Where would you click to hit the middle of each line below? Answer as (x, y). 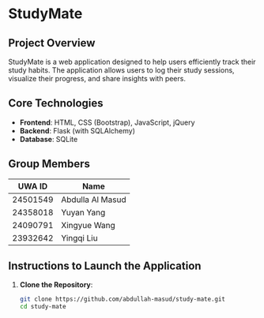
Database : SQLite (49, 139)
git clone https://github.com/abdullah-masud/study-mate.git (123, 299)
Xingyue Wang (89, 225)
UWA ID (33, 186)
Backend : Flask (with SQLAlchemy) (77, 130)
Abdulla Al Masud (94, 200)
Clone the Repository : (56, 285)
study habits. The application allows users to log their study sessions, (121, 70)
